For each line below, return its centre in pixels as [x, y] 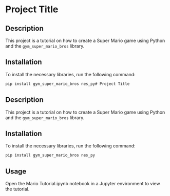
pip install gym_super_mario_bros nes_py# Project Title [68, 84]
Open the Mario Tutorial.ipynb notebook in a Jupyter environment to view [83, 183]
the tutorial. [17, 189]
